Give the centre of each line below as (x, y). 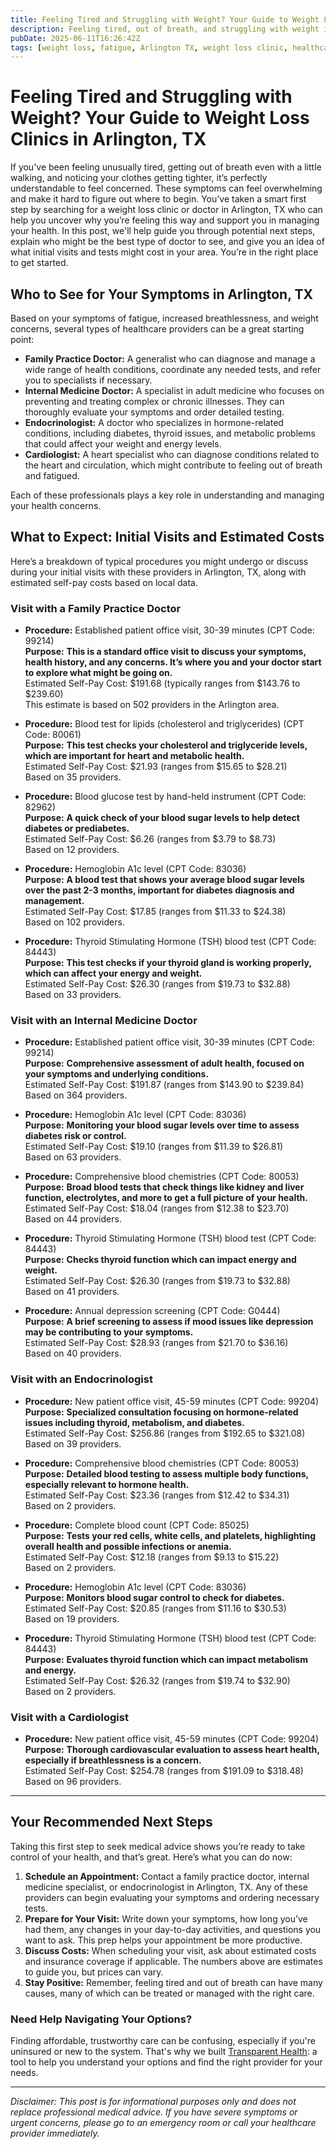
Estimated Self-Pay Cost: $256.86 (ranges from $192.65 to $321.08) (165, 1433)
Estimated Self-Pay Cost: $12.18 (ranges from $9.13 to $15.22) (152, 1557)
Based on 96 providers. (73, 1781)
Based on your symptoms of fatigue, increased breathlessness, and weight (164, 318)
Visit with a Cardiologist (69, 1717)
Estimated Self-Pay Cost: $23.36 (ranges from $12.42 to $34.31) (157, 1495)
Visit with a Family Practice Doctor (96, 608)
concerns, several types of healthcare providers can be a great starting (157, 329)
